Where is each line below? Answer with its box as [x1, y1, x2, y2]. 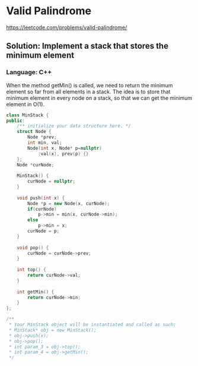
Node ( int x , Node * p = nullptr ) [27, 145, 102, 151]
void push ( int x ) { [17, 195, 65, 201]
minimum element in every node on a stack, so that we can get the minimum [6, 94, 193, 102]
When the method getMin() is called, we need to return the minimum [6, 81, 173, 89]
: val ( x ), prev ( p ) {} [37, 150, 89, 157]
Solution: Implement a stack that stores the [6, 41, 169, 51]
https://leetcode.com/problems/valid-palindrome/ [6, 24, 127, 31]
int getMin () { [17, 289, 55, 295]
